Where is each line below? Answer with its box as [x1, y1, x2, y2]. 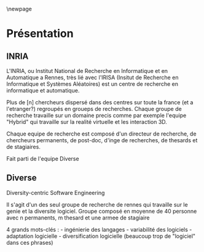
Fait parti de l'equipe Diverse [6, 155, 79, 162]
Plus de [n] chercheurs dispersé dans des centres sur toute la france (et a [6, 99, 194, 106]
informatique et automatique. [6, 87, 80, 94]
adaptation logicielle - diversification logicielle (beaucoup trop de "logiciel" [6, 232, 195, 240]
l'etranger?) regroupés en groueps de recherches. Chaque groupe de [6, 105, 182, 112]
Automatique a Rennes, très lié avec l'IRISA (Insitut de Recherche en [6, 74, 179, 81]
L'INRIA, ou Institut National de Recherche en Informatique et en [6, 67, 168, 74]
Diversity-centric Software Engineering [6, 189, 105, 196]
